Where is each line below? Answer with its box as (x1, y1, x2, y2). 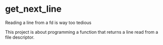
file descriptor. (5, 34, 34, 40)
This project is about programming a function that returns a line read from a (5, 29, 159, 35)
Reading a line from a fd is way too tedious (5, 20, 92, 25)
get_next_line (5, 3, 62, 15)
